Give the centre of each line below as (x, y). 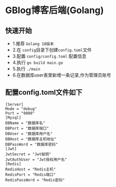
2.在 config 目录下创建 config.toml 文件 (52, 50)
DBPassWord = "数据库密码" (32, 144)
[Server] (14, 104)
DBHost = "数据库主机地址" (31, 139)
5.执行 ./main (26, 69)
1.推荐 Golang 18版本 (33, 44)
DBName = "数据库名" (25, 123)
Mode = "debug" (21, 109)
